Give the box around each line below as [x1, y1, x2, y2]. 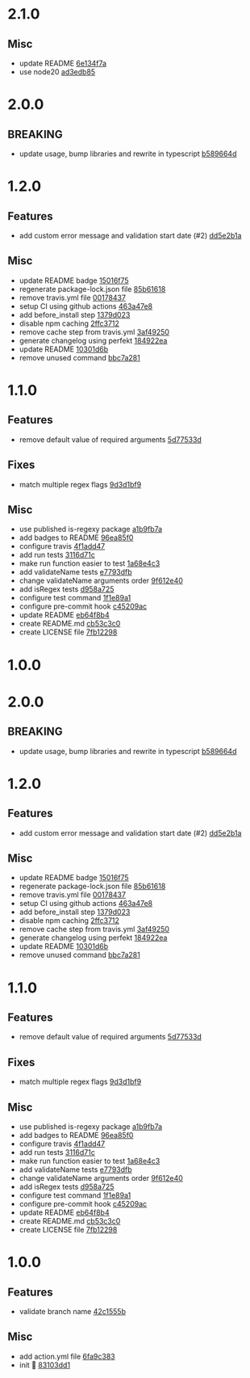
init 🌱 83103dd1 [19, 1359, 70, 1370]
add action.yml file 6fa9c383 [19, 1351, 115, 1361]
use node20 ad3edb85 [19, 67, 96, 77]
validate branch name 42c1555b [19, 1307, 127, 1317]
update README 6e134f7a [19, 58, 106, 68]
